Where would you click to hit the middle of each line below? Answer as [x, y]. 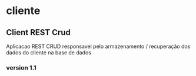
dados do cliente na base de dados [49, 53]
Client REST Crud [38, 32]
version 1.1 [21, 67]
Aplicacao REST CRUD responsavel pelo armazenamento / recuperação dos [98, 46]
